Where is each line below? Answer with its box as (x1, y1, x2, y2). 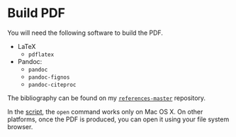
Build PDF (7, 5, 66, 21)
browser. (7, 122, 33, 131)
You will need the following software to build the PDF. (7, 28, 163, 37)
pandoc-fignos (28, 73, 70, 81)
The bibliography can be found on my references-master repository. (7, 94, 206, 102)
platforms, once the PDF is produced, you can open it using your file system (7, 115, 230, 124)
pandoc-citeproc (28, 81, 77, 88)
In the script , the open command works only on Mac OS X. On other (7, 107, 203, 116)
